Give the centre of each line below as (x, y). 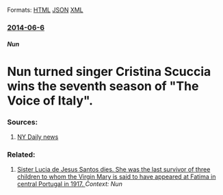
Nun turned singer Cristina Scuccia (109, 71)
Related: (21, 155)
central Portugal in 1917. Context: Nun (70, 184)
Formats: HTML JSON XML (45, 10)
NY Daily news (38, 137)
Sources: (23, 122)
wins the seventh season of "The (103, 86)
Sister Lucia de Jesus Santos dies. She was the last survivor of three (114, 170)
